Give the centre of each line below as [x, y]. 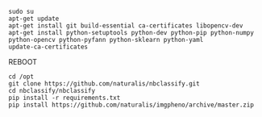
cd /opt [21, 77]
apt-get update [34, 19]
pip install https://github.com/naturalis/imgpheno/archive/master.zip [131, 105]
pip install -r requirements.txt [64, 98]
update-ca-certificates [48, 47]
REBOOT [23, 62]
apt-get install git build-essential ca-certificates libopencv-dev [126, 26]
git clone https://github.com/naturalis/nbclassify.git [104, 84]
